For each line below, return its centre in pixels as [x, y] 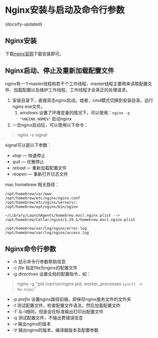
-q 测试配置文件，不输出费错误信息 [47, 318]
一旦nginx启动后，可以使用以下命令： [50, 125]
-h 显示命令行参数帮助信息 [39, 262]
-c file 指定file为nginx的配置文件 [45, 268]
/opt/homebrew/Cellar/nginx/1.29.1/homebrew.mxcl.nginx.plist [70, 220]
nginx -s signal [32, 135]
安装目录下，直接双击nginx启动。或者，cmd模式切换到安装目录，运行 [83, 100]
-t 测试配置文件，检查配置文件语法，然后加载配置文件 [66, 305]
